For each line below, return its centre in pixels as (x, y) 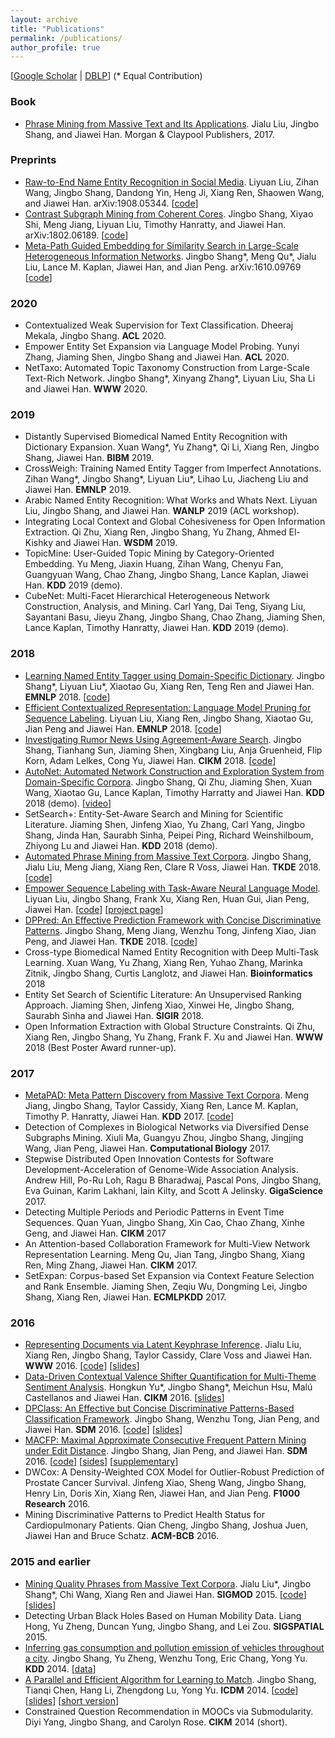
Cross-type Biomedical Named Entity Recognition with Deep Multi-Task (171, 952)
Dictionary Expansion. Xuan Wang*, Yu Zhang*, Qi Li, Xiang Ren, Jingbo (172, 447)
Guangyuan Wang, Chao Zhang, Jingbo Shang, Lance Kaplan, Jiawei (166, 575)
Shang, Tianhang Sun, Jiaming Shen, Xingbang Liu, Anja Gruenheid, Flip (173, 750)
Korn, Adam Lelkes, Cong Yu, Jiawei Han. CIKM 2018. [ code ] (150, 760)
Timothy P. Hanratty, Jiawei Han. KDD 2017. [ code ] (129, 1117)
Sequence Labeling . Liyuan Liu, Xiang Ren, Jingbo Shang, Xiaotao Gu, (169, 718)
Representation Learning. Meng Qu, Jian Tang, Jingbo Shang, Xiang (164, 1255)
